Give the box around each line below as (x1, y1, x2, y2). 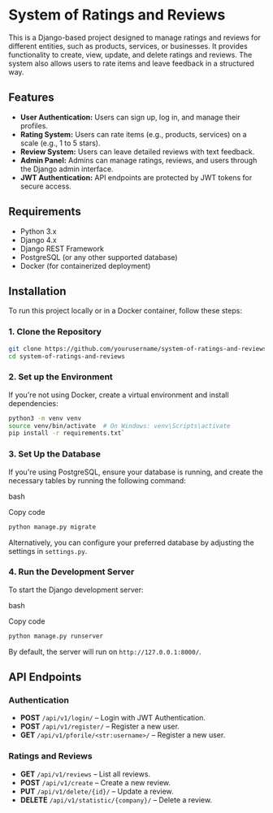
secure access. (19, 181, 71, 191)
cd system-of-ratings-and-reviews (8, 352, 126, 361)
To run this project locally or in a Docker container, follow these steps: (8, 306, 242, 316)
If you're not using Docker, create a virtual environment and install (8, 390, 229, 400)
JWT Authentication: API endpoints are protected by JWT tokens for (19, 172, 253, 182)
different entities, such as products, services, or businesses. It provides (8, 41, 248, 50)
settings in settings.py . (8, 546, 88, 556)
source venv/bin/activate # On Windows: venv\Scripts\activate (8, 422, 231, 430)
